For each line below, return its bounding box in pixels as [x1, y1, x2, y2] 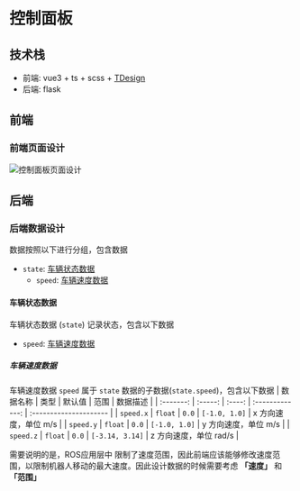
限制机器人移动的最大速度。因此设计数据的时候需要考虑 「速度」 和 [32, 460, 282, 471]
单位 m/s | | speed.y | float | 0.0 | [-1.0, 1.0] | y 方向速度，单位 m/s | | [24, 418, 290, 429]
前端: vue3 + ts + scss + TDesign [22, 73, 146, 83]
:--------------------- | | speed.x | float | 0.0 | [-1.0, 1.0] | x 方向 [29, 407, 277, 418]
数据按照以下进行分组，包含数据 [9, 244, 128, 255]
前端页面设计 [9, 141, 66, 154]
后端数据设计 [9, 223, 66, 234]
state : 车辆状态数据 [22, 263, 95, 275]
